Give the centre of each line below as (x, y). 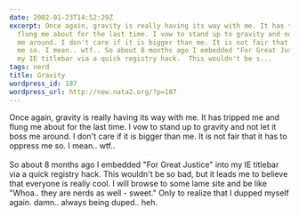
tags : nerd (29, 68)
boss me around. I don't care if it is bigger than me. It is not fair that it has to (148, 136)
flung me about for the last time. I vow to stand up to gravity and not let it (143, 126)
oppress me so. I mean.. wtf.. (62, 145)
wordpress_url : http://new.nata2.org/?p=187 (93, 92)
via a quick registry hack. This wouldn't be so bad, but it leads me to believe (149, 173)
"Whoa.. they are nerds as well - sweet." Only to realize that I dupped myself (149, 193)
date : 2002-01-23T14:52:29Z (61, 17)
